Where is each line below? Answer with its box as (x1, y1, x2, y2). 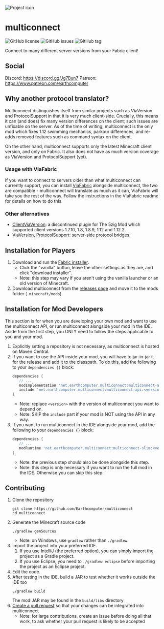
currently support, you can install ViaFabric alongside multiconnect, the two (5, 182, 158, 188)
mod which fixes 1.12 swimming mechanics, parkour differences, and (5, 128, 143, 134)
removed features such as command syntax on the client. (16, 133, 132, 140)
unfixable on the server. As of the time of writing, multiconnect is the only (5, 123, 153, 129)
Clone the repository (12, 497, 54, 503)
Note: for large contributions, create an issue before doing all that (19, 613, 152, 619)
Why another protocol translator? (5, 94, 109, 103)
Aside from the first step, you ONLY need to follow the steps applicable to (5, 328, 154, 334)
